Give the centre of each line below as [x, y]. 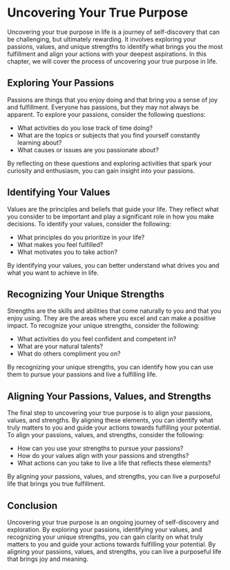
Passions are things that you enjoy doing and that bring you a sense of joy [112, 100]
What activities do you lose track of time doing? [85, 128]
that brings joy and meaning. [48, 559]
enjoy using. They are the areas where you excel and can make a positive [112, 318]
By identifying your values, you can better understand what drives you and [113, 265]
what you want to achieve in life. [53, 273]
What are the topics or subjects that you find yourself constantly [108, 135]
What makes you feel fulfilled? [60, 244]
